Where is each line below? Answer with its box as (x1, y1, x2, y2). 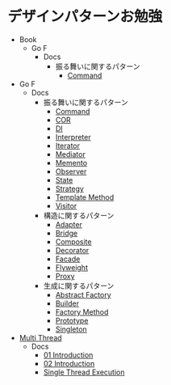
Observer (55, 167, 87, 176)
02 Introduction (43, 358, 95, 368)
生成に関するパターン (43, 281, 115, 290)
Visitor (55, 201, 77, 210)
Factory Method (55, 307, 109, 316)
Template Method (55, 192, 115, 202)
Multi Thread (19, 332, 62, 342)
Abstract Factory (55, 290, 112, 299)
